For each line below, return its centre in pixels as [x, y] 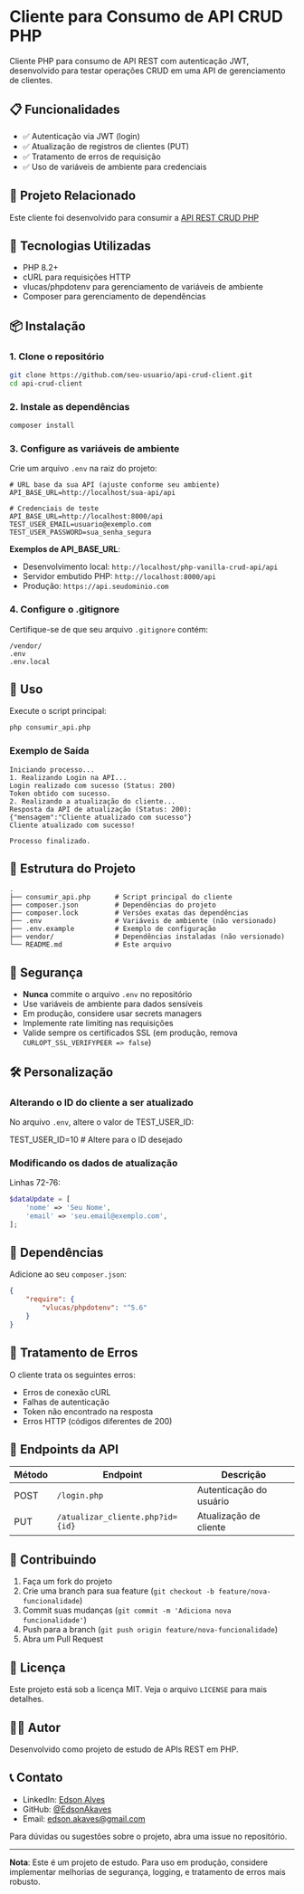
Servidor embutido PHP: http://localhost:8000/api [119, 576]
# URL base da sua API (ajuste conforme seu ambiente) [115, 485]
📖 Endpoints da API [64, 1450]
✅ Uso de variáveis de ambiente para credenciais [114, 167]
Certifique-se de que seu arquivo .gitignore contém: [109, 629]
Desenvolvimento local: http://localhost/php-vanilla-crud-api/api [150, 566]
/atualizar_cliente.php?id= [117, 1517]
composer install [42, 426]
